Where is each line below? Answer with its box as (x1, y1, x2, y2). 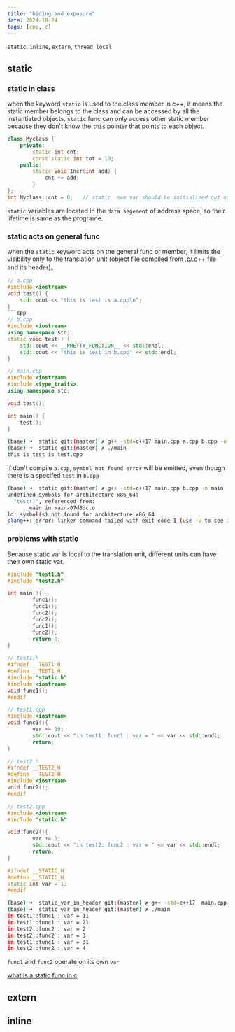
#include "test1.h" (7, 571, 64, 578)
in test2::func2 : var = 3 (7, 932, 86, 939)
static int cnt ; (32, 148, 80, 155)
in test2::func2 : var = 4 (7, 945, 86, 952)
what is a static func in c (7, 971, 78, 980)
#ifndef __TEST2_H (7, 764, 61, 772)
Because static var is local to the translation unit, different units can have (7, 550, 217, 558)
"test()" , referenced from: (13, 497, 96, 504)
